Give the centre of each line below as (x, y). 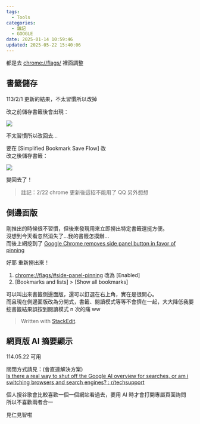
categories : (21, 23)
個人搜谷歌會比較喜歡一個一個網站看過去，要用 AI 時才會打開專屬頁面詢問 (96, 395)
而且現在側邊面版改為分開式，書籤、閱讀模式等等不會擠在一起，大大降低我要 (100, 302)
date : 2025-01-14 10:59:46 (40, 39)
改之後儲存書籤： (27, 155)
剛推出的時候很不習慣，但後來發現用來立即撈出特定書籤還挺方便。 (87, 228)
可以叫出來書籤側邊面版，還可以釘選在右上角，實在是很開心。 (82, 294)
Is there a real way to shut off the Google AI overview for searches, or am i (97, 376)
